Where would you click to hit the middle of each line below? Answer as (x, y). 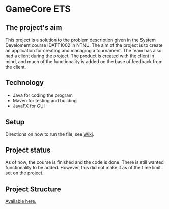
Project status (28, 150)
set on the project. (24, 173)
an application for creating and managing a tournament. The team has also (83, 51)
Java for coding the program (43, 95)
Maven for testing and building (45, 100)
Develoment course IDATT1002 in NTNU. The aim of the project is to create (84, 45)
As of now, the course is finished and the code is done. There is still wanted (84, 162)
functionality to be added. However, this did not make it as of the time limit (83, 168)
